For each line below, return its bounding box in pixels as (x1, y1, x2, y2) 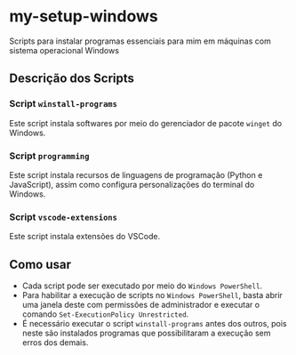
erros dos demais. (21, 337, 89, 348)
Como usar (9, 256, 72, 272)
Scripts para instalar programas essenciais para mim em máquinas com (9, 36, 271, 46)
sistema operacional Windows (9, 44, 120, 55)
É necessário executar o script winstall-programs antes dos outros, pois (21, 319, 287, 329)
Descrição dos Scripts (9, 71, 135, 86)
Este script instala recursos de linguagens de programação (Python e (9, 169, 263, 180)
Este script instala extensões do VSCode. (9, 231, 161, 242)
